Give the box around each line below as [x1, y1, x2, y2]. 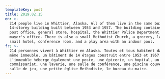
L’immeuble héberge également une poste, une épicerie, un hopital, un [9, 57, 160, 62]
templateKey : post [5, 7, 43, 12]
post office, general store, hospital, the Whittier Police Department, [9, 30, 162, 35]
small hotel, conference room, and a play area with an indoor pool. [9, 39, 155, 44]
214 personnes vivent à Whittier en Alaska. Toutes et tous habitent [9, 48, 155, 53]
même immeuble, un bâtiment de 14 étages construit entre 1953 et [9, 53, 148, 58]
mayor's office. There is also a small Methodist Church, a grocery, [9, 35, 155, 40]
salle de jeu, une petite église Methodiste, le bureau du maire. [9, 67, 148, 72]
